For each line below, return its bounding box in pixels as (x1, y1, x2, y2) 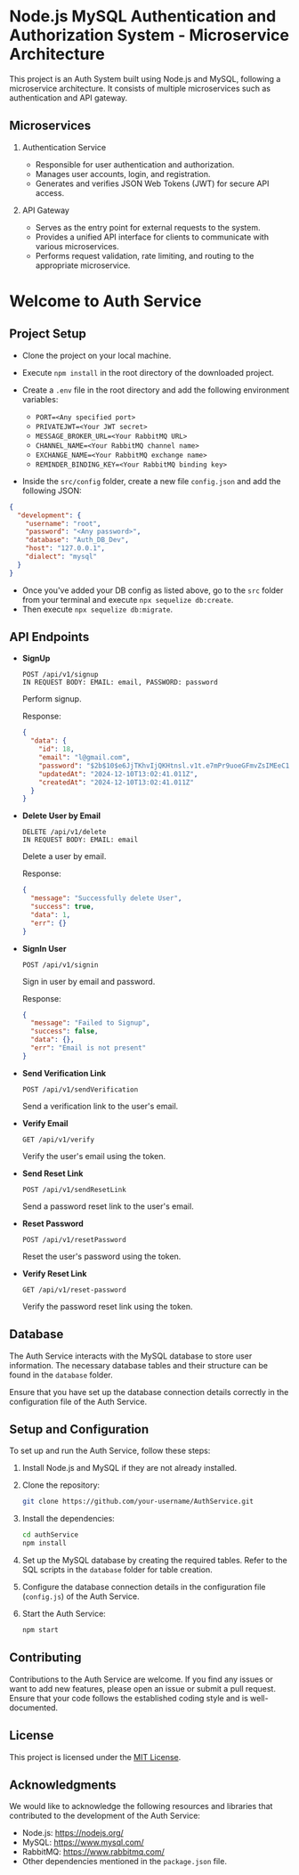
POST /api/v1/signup (21, 670, 99, 679)
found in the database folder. (9, 1369, 113, 1380)
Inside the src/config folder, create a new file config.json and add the (21, 475, 281, 486)
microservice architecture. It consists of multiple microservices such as (9, 83, 271, 93)
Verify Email (21, 1117, 69, 1128)
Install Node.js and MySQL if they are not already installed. (21, 1463, 238, 1473)
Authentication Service (21, 142, 107, 152)
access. (35, 187, 65, 198)
